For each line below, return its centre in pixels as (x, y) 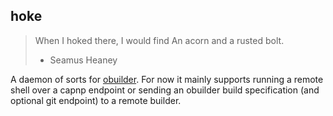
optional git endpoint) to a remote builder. (96, 100)
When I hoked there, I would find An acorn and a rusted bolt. (159, 40)
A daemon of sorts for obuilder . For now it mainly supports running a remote (167, 79)
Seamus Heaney (83, 60)
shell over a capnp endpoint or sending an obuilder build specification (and (165, 90)
